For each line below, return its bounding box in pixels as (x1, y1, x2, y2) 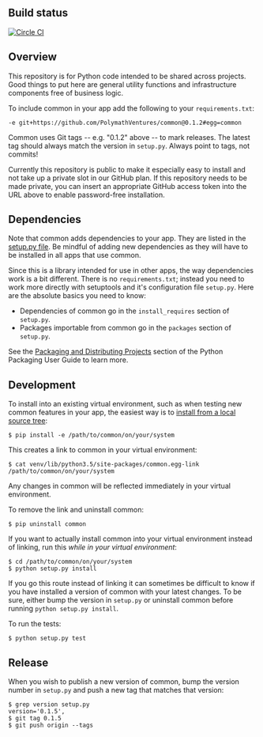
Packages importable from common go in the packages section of (19, 323, 231, 333)
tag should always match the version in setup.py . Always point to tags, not (8, 141, 250, 150)
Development (8, 378, 77, 391)
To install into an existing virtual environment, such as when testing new (8, 399, 242, 409)
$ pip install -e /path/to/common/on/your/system (8, 431, 175, 440)
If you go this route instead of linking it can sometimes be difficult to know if (8, 579, 255, 588)
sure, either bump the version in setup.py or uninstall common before (8, 595, 234, 605)
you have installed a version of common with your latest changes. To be (8, 587, 242, 596)
